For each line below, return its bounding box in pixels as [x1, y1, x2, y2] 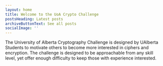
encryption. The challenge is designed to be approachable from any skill [5, 50, 154, 56]
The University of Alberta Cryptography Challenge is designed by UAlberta [5, 39, 159, 45]
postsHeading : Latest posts [5, 16, 64, 21]
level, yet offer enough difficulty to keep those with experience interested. [5, 55, 157, 61]
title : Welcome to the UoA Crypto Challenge [5, 12, 99, 17]
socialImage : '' [5, 26, 39, 31]
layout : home [5, 7, 32, 12]
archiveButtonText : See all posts [5, 21, 77, 26]
